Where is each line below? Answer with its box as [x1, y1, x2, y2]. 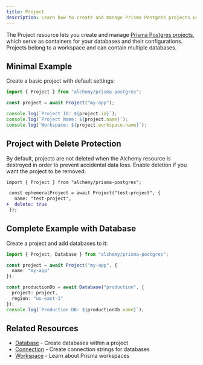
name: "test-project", [14, 195, 71, 202]
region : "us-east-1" [11, 295, 63, 302]
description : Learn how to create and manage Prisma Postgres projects [6, 14, 190, 21]
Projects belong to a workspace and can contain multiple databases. [6, 43, 177, 51]
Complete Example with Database [6, 224, 137, 234]
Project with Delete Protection [6, 139, 122, 149]
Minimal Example [6, 61, 72, 71]
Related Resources [6, 323, 79, 334]
